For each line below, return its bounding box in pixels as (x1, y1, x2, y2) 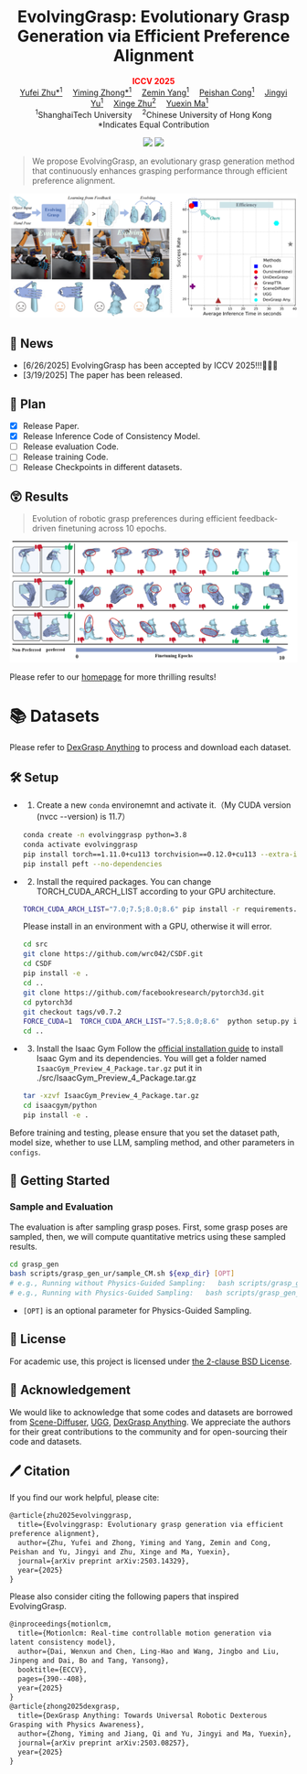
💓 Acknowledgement (9, 1382, 131, 1398)
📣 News (9, 336, 54, 351)
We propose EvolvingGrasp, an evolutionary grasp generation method (31, 156, 295, 167)
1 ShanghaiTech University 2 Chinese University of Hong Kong (35, 108, 272, 120)
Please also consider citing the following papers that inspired (9, 1591, 239, 1602)
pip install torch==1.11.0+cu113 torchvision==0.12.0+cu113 (22, 849, 257, 859)
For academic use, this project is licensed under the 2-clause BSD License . (9, 1356, 292, 1367)
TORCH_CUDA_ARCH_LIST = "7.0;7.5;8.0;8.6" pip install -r (22, 904, 240, 914)
